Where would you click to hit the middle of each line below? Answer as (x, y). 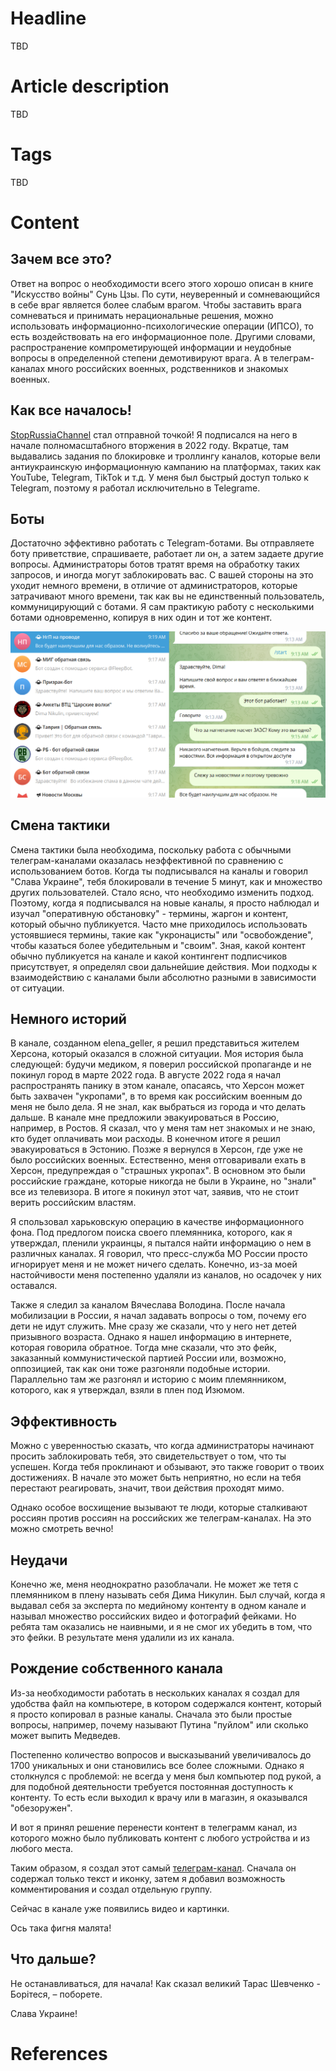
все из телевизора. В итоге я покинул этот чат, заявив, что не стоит (155, 1192)
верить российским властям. (73, 1203)
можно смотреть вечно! (62, 1529)
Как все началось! (71, 410)
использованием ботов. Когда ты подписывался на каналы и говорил (159, 871)
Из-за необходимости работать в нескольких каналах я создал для (155, 1693)
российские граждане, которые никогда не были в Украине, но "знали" (163, 1181)
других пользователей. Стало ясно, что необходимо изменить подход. (162, 892)
